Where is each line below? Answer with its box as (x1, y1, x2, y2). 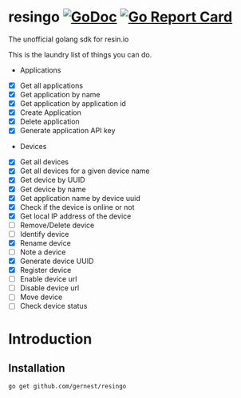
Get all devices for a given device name (19, 166, 150, 175)
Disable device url (19, 283, 80, 293)
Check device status (19, 301, 88, 311)
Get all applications (19, 81, 84, 90)
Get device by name (19, 184, 86, 194)
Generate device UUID (19, 256, 94, 266)
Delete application (19, 116, 80, 127)
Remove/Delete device (19, 220, 95, 230)
